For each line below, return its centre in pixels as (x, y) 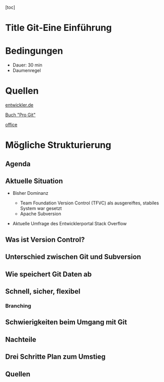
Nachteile (21, 339)
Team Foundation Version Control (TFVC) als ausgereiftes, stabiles (90, 203)
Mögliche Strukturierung (58, 145)
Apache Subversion (41, 214)
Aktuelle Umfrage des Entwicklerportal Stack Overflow (70, 224)
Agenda (18, 164)
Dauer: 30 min (27, 65)
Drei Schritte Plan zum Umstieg (55, 357)
